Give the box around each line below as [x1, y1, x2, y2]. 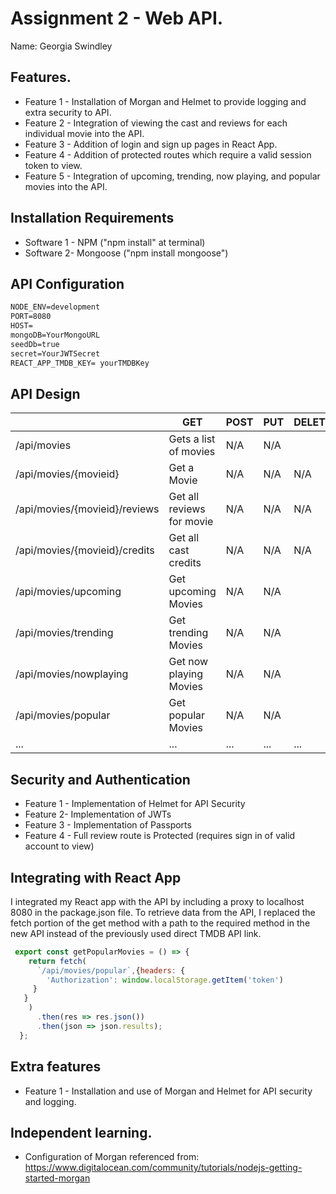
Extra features [10, 1058, 102, 1076]
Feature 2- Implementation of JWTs [24, 808, 172, 821]
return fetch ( [28, 956, 87, 966]
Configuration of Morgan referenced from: [24, 1151, 200, 1163]
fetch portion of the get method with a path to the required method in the [10, 917, 311, 929]
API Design [10, 385, 81, 402]
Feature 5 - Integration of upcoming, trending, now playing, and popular [24, 170, 321, 182]
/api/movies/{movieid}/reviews [15, 502, 160, 516]
